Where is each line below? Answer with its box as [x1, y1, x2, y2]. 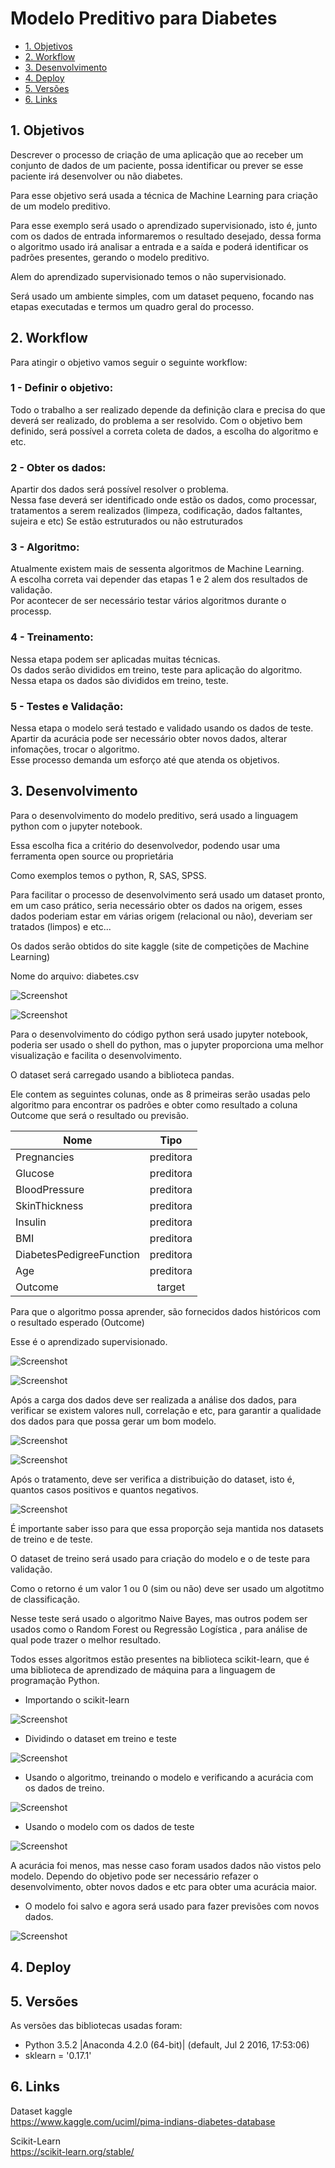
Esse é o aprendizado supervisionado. [10, 1335, 168, 1347]
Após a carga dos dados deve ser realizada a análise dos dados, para [10, 1393, 297, 1406]
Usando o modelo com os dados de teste [24, 1820, 195, 1832]
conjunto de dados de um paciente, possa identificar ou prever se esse [10, 159, 304, 171]
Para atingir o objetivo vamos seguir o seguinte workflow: [10, 356, 248, 368]
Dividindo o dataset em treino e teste [24, 1732, 177, 1744]
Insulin [15, 1215, 47, 1229]
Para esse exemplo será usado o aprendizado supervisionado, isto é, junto [10, 219, 318, 231]
